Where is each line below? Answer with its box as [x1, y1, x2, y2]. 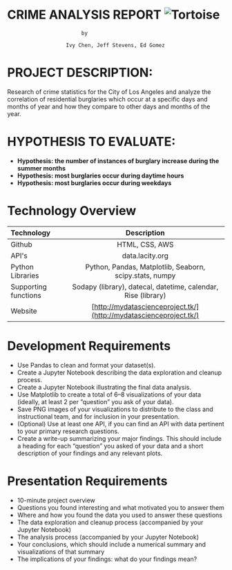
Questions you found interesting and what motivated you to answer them [17, 503, 224, 511]
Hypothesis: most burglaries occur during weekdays [17, 178, 172, 187]
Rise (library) [124, 290, 167, 300]
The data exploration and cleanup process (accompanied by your [17, 518, 204, 526]
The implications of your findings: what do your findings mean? [17, 555, 197, 563]
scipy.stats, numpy [115, 270, 176, 280]
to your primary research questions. [17, 427, 119, 435]
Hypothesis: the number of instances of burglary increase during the [17, 156, 220, 165]
